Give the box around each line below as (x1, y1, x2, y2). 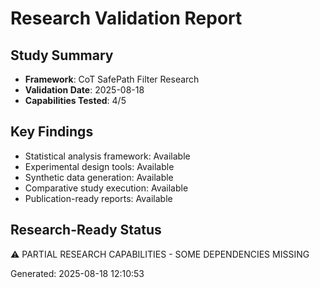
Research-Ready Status (10, 222, 162, 239)
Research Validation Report (10, 7, 243, 30)
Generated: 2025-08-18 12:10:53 (10, 267, 145, 279)
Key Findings (10, 123, 94, 141)
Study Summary (10, 47, 114, 64)
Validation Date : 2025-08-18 (24, 84, 145, 96)
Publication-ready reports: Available (24, 192, 173, 204)
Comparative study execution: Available (24, 182, 189, 194)
